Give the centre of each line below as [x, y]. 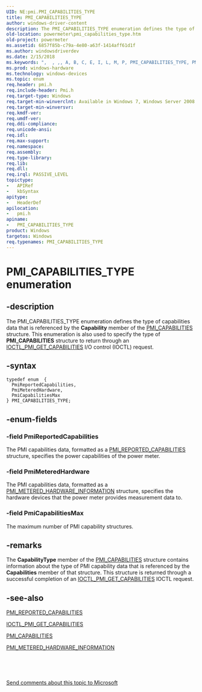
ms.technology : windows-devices [47, 74]
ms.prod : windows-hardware [40, 68]
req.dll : [17, 169]
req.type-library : [29, 157]
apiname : [17, 220]
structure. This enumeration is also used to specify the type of [83, 334]
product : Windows [28, 230]
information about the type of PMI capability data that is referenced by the [98, 566]
